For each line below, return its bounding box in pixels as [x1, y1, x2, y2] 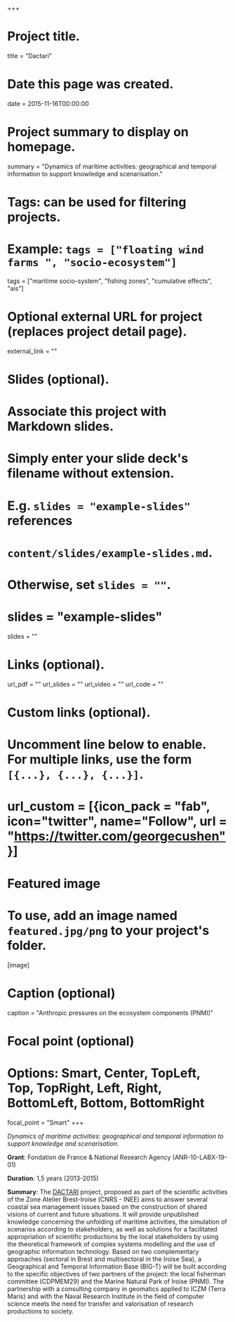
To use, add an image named [7, 907, 177, 923]
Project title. [7, 29, 81, 44]
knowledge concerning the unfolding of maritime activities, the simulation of [7, 1217, 227, 1226]
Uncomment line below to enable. [7, 736, 207, 753]
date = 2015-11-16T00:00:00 [7, 99, 89, 107]
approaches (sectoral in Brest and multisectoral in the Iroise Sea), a [7, 1255, 202, 1263]
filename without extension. [7, 465, 175, 482]
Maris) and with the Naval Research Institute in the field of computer [7, 1292, 205, 1300]
